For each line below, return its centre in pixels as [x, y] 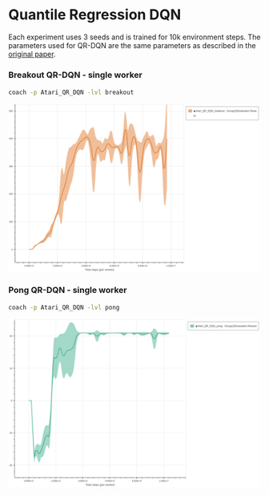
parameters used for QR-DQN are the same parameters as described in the [132, 45]
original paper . [32, 54]
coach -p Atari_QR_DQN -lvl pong [64, 308]
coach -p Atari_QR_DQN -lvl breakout [71, 93]
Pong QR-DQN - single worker [68, 290]
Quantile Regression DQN [95, 15]
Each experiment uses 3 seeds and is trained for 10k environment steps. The [134, 37]
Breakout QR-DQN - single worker [75, 75]
